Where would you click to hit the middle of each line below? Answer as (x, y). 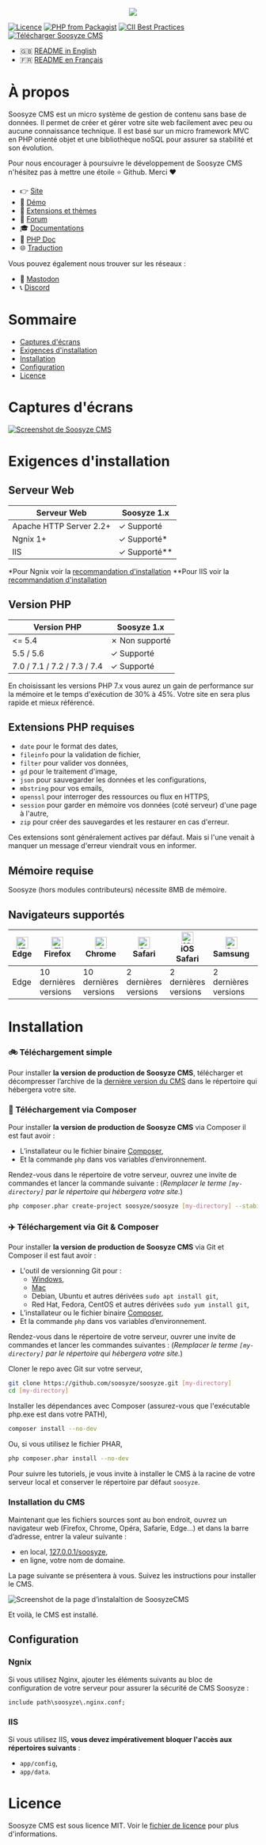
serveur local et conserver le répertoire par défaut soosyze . (104, 1482)
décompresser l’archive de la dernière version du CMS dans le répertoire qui (133, 1081)
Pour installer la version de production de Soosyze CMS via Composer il (127, 1127)
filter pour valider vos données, (74, 763)
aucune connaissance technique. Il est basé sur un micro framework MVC (129, 131)
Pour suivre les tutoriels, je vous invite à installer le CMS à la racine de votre (132, 1474)
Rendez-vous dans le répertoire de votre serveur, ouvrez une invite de (123, 1174)
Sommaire (42, 320)
